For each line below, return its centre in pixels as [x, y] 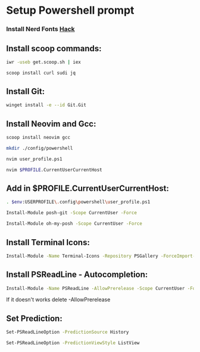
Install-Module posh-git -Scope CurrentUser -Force [71, 213]
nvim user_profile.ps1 [34, 159]
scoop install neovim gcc [38, 138]
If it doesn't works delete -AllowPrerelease [58, 299]
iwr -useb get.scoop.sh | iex [44, 62]
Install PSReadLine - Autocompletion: [77, 275]
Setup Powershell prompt [70, 10]
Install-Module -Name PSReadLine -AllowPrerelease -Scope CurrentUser [96, 288]
